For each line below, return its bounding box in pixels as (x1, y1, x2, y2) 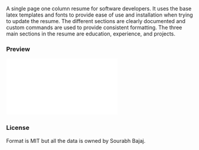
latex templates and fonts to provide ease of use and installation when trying (6, 11, 193, 18)
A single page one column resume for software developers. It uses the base (6, 5, 192, 12)
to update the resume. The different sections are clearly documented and (6, 18, 186, 24)
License (6, 124, 30, 132)
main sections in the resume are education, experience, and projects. (6, 30, 176, 37)
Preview (6, 44, 30, 53)
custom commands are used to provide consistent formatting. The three (6, 24, 182, 31)
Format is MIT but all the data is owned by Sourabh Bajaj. (6, 137, 146, 144)
